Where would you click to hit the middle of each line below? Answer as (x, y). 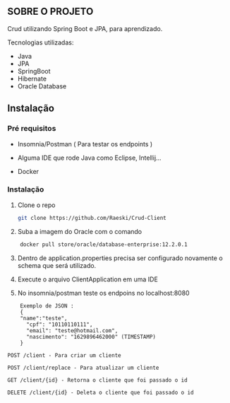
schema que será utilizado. (57, 265)
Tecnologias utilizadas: (41, 42)
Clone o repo (36, 205)
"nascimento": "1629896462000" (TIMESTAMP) (91, 337)
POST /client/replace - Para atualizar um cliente (83, 368)
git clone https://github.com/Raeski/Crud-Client (92, 218)
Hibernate (32, 78)
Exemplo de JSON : (47, 306)
